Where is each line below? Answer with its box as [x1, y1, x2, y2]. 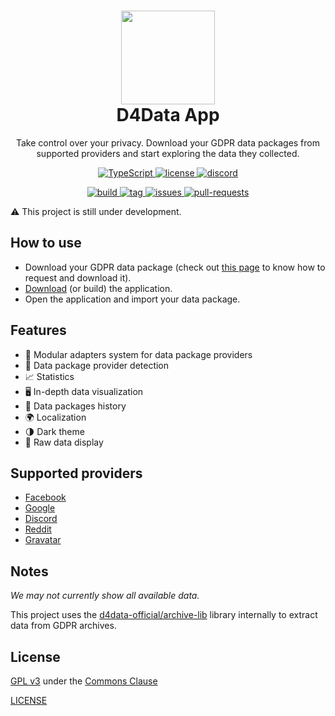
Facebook [24, 491, 67, 504]
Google [24, 502, 56, 514]
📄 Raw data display [24, 436, 104, 448]
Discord [24, 513, 58, 525]
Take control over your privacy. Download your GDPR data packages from [15, 136, 320, 149]
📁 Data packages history [24, 400, 127, 412]
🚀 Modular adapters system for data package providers [24, 348, 253, 360]
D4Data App [116, 104, 220, 127]
